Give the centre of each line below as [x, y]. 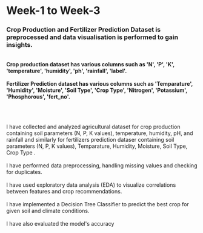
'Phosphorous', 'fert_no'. [38, 97]
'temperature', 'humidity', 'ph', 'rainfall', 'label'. [67, 71]
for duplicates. [24, 172]
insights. [20, 45]
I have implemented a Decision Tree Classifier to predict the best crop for [98, 204]
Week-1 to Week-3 [53, 11]
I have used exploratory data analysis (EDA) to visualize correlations [91, 185]
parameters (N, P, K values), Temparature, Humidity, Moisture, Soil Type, [97, 146]
